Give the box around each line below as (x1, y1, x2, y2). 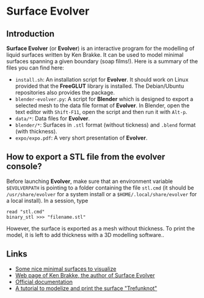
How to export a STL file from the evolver (6, 152, 166, 162)
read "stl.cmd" (6, 208, 45, 215)
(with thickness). (15, 128, 57, 135)
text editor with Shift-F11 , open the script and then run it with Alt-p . (15, 108, 188, 115)
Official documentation (15, 278, 73, 285)
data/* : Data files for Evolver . (15, 115, 90, 122)
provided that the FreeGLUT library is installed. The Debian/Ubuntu (15, 82, 184, 90)
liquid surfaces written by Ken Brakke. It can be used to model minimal (6, 51, 184, 59)
